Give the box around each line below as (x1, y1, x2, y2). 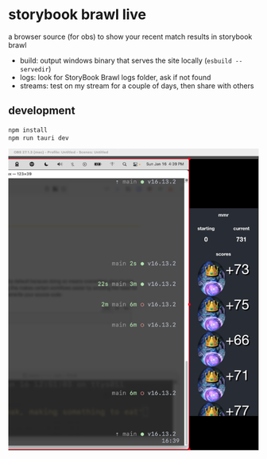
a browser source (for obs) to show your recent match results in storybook (8, 32, 253, 41)
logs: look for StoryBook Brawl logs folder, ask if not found (19, 72, 211, 82)
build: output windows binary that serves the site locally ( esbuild (19, 56, 232, 65)
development (8, 104, 75, 118)
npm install (8, 125, 48, 134)
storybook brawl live (8, 6, 147, 24)
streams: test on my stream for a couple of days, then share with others (19, 81, 254, 91)
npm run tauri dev (8, 133, 69, 142)
